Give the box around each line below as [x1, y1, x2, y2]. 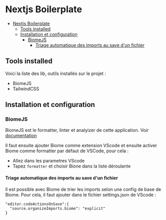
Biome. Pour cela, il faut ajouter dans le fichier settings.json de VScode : [5, 191, 156, 198]
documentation [5, 132, 37, 139]
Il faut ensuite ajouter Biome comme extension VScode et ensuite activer [5, 143, 157, 149]
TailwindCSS [12, 86, 40, 92]
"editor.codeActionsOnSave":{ [5, 201, 70, 207]
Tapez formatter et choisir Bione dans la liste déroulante [12, 163, 131, 169]
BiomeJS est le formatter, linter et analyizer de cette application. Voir [5, 127, 149, 133]
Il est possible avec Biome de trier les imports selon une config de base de [5, 186, 161, 192]
